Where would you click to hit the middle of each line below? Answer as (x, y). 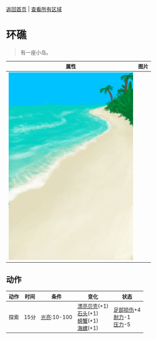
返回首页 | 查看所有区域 (34, 9)
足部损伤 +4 (127, 310)
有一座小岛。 (36, 52)
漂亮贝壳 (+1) (93, 306)
